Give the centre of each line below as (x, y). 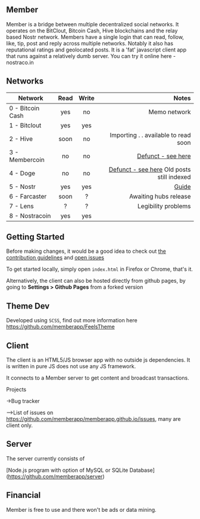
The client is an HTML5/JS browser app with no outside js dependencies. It (98, 360)
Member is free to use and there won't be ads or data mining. (81, 509)
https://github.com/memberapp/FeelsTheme (60, 327)
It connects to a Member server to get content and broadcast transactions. (98, 378)
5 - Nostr (22, 187)
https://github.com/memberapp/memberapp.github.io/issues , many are (94, 419)
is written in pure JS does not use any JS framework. (71, 367)
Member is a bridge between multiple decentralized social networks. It (93, 24)
